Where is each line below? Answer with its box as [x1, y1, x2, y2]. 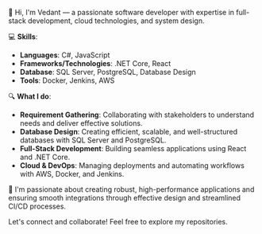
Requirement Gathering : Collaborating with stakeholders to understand [19, 110, 255, 119]
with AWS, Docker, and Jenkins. [19, 170, 125, 178]
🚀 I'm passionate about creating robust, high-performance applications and [8, 185, 255, 194]
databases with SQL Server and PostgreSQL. [19, 135, 167, 145]
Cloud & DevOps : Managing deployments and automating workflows [19, 161, 245, 170]
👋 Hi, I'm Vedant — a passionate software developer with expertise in [8, 8, 235, 17]
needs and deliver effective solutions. [19, 119, 143, 127]
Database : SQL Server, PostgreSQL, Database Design [19, 68, 196, 76]
